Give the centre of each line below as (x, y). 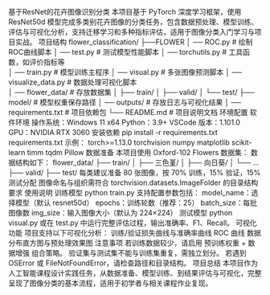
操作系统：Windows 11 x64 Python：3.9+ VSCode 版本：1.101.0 (136, 122)
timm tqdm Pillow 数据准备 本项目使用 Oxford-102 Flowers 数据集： (138, 152)
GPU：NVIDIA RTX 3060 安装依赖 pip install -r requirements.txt (113, 132)
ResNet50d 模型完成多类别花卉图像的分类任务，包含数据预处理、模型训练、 (133, 22)
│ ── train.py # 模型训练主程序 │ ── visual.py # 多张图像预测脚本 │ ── (125, 72)
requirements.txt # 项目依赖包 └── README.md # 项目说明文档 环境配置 (128, 112)
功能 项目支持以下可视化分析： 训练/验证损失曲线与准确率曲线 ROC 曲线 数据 (135, 233)
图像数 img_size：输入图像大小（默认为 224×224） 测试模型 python (121, 213)
